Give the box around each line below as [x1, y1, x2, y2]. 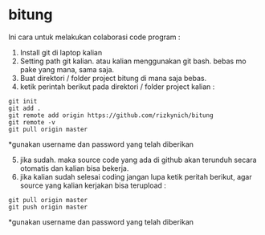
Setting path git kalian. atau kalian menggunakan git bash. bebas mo [19, 56, 247, 66]
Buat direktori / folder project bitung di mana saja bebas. [19, 73, 207, 83]
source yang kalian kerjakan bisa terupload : [19, 180, 167, 190]
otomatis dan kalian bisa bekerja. [19, 163, 129, 173]
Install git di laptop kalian [19, 47, 103, 57]
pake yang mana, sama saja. [19, 64, 115, 74]
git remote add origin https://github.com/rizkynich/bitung [8, 111, 214, 120]
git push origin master [8, 203, 88, 211]
